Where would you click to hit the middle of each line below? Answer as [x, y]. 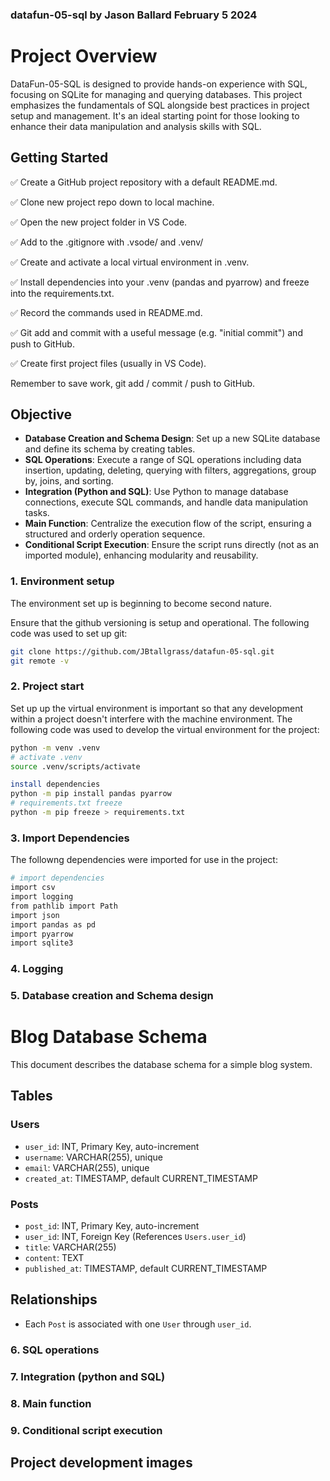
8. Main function [51, 1403]
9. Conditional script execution [86, 1430]
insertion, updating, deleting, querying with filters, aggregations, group [170, 470]
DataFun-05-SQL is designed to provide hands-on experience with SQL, [159, 84]
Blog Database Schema [109, 1037]
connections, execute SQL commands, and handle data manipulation [166, 502]
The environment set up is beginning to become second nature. [141, 603]
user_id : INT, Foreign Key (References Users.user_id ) [135, 1237]
